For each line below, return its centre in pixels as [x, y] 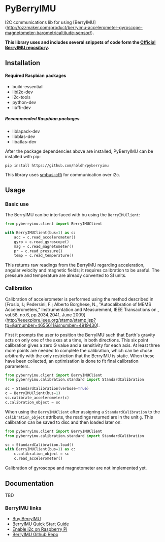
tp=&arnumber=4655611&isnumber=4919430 [51, 325]
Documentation [30, 483]
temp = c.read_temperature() [44, 256]
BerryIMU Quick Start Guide [41, 524]
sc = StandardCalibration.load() [39, 445]
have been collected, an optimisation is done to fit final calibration [72, 361]
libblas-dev [24, 136]
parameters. [17, 366]
